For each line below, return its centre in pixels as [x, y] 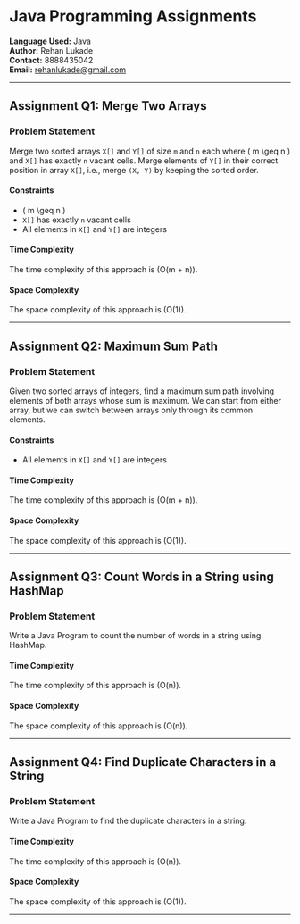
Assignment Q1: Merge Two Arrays [108, 106]
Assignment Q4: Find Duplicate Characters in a [143, 762]
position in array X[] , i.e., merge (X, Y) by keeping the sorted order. [134, 170]
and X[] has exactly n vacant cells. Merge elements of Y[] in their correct [144, 160]
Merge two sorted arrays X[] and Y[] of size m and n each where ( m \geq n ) [150, 151]
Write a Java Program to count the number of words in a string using [135, 636]
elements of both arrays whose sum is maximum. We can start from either [146, 400]
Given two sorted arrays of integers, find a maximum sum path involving [142, 391]
